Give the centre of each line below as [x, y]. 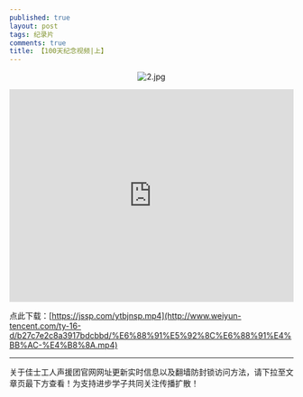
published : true [40, 18]
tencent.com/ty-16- [46, 326]
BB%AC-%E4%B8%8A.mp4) [64, 345]
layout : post [34, 26]
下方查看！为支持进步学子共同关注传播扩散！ [116, 383]
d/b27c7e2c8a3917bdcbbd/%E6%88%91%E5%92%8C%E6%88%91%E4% [151, 336]
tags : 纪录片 [32, 34]
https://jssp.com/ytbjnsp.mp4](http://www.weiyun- [147, 316]
